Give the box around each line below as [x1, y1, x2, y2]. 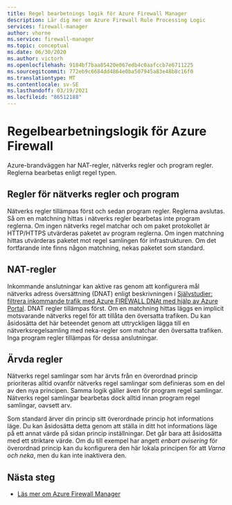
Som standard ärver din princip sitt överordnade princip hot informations [7, 414, 214, 423]
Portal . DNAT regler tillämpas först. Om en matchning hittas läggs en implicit [7, 304, 224, 312]
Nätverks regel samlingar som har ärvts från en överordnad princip [7, 371, 198, 380]
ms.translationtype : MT [7, 74, 76, 82]
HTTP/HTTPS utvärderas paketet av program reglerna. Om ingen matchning [7, 229, 224, 237]
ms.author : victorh [7, 55, 64, 62]
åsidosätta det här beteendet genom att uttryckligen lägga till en [7, 319, 190, 327]
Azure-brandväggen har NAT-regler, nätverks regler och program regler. [7, 160, 213, 169]
